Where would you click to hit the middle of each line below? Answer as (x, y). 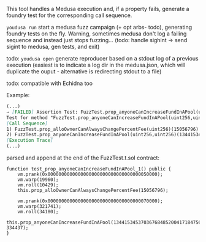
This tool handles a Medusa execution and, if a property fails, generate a (98, 9)
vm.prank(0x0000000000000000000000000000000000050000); (90, 174)
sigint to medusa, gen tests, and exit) (53, 46)
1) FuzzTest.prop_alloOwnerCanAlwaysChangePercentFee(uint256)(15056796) (103, 129)
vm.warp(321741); (40, 207)
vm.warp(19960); (38, 180)
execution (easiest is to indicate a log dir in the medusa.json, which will (96, 65)
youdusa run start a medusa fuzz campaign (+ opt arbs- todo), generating (99, 27)
